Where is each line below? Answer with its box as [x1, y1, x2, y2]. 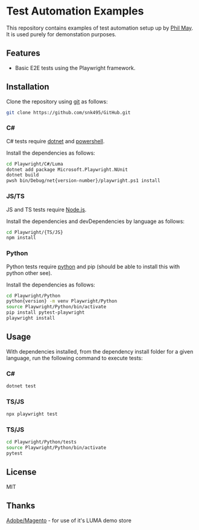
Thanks [6, 500, 36, 511]
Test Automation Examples [6, 4, 144, 18]
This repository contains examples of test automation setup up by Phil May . [6, 24, 194, 31]
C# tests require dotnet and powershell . [6, 137, 105, 144]
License [6, 467, 37, 477]
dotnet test [6, 383, 36, 389]
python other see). [6, 269, 52, 276]
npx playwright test [6, 411, 58, 418]
